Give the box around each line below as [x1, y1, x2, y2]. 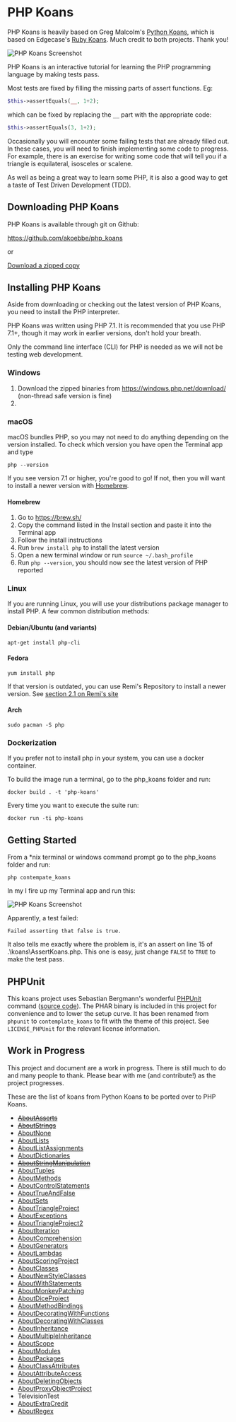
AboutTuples [17, 1166, 55, 1174]
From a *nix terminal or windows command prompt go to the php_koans [7, 853, 217, 862]
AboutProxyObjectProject [17, 1384, 92, 1392]
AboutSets [17, 1196, 49, 1205]
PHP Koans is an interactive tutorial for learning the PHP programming [7, 62, 211, 71]
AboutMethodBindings [17, 1301, 83, 1310]
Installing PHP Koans [7, 281, 101, 294]
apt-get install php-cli [7, 639, 81, 646]
